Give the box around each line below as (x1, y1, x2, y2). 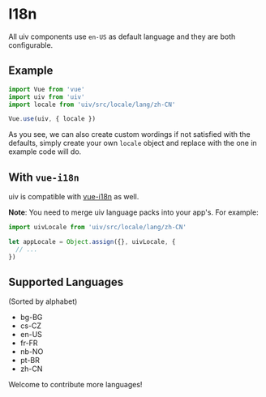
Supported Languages (8, 275, 124, 288)
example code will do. (8, 147, 82, 156)
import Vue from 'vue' (8, 85, 85, 93)
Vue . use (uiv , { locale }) (8, 115, 96, 123)
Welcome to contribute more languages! (8, 380, 143, 390)
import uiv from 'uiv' (8, 92, 85, 101)
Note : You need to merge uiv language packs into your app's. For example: (8, 207, 259, 217)
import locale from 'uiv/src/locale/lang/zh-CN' (8, 100, 176, 109)
